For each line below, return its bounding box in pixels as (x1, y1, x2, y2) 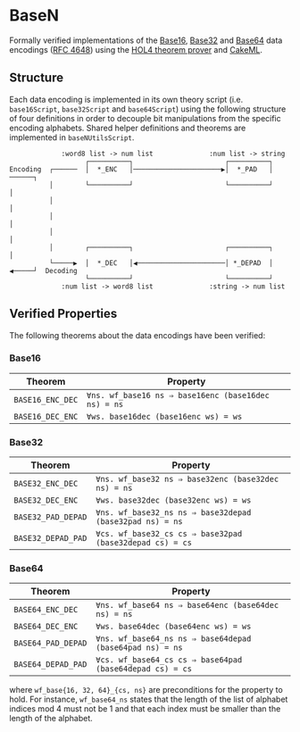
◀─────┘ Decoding (9, 266, 78, 275)
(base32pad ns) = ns (95, 517, 183, 527)
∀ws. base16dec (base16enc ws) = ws (86, 412, 243, 421)
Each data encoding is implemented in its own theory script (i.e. (9, 94, 244, 104)
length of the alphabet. (9, 713, 93, 724)
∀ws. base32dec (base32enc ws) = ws (95, 495, 252, 505)
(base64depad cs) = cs (95, 664, 192, 674)
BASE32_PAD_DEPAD (13, 512, 87, 522)
